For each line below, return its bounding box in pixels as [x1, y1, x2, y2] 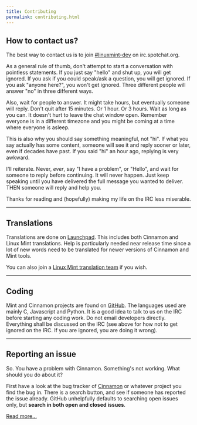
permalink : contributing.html [6, 14, 80, 20]
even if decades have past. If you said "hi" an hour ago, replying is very [6, 148, 179, 155]
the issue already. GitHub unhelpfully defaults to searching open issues [6, 394, 178, 402]
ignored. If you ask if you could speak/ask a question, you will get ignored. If [6, 75, 191, 82]
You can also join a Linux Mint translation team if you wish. [6, 264, 148, 271]
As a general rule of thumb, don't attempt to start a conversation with [6, 63, 173, 70]
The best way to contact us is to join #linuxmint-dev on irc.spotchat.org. [6, 51, 180, 59]
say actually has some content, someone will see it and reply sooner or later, [6, 141, 191, 149]
